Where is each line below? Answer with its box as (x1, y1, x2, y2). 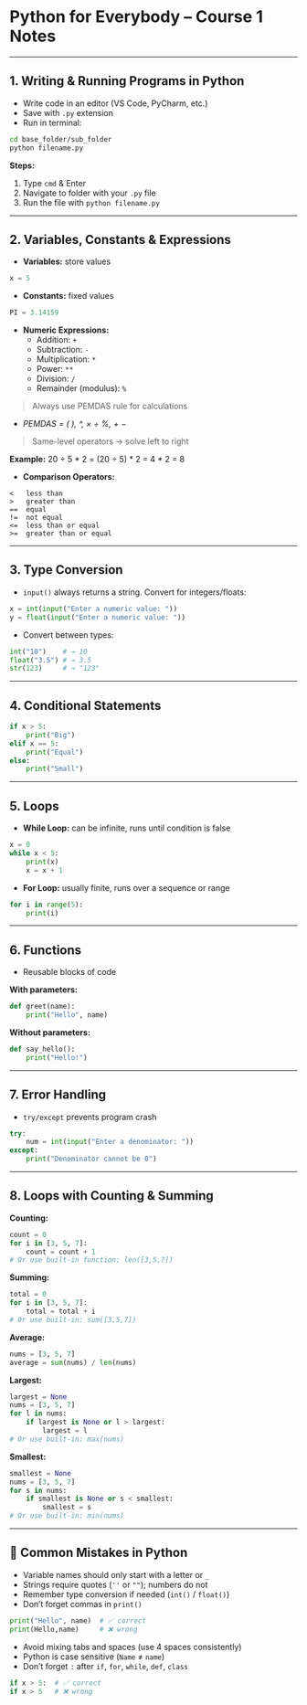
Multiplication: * (36, 354, 97, 365)
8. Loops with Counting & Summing (9, 1188, 215, 1203)
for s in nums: (9, 1486, 68, 1495)
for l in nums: (9, 1409, 68, 1418)
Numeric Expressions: (22, 324, 110, 335)
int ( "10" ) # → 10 (9, 647, 89, 656)
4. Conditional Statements (9, 697, 162, 714)
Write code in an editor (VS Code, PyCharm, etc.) (22, 98, 208, 109)
